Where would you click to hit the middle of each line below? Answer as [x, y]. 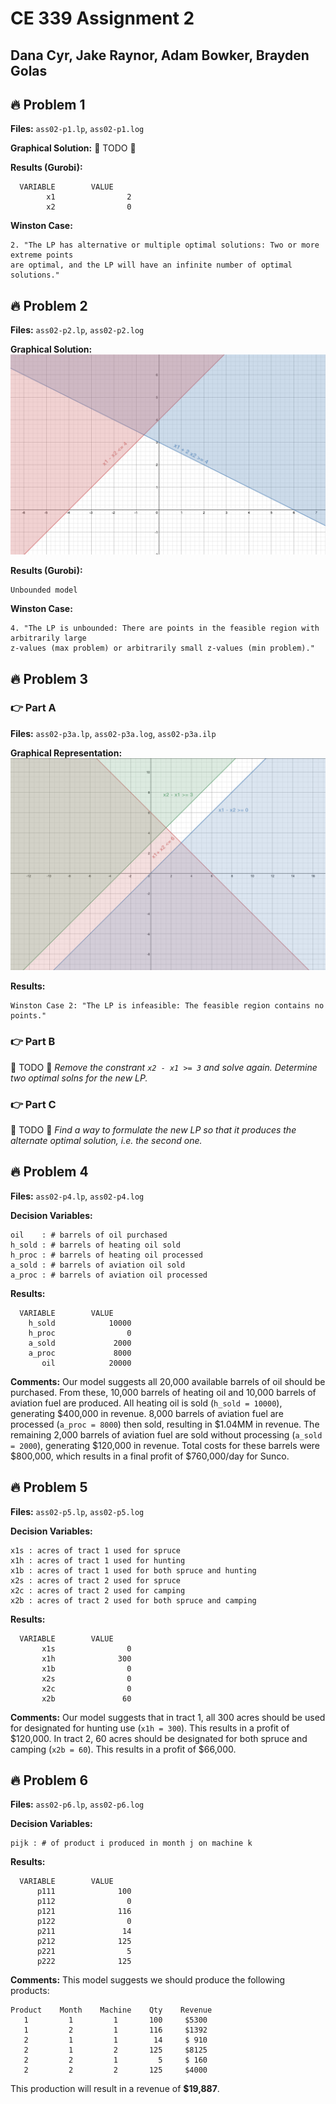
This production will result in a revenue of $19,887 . [115, 2089]
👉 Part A [33, 708]
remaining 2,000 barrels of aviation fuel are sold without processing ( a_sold [166, 1434]
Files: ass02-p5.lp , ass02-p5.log [77, 1511]
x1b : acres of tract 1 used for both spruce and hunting [133, 1570]
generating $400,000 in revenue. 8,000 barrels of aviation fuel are [147, 1413]
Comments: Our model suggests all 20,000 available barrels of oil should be [168, 1381]
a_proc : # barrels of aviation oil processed [109, 1275]
